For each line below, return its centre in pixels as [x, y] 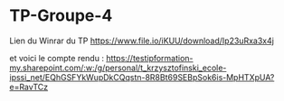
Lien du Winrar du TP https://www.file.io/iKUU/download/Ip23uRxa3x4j [142, 41]
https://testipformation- [149, 58]
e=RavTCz [28, 87]
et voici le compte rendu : [57, 58]
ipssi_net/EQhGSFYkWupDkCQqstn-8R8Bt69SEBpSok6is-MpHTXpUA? [142, 77]
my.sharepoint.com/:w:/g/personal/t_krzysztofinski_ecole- [118, 68]
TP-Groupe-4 [61, 16]
